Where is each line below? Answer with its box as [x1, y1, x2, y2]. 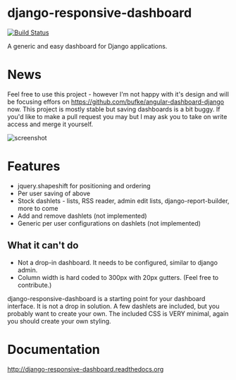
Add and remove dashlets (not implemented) [17, 212, 147, 220]
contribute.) [17, 281, 52, 289]
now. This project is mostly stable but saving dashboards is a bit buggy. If [7, 104, 221, 114]
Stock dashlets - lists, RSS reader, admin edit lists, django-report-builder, [17, 196, 230, 205]
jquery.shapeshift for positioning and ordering [17, 181, 151, 190]
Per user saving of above [17, 189, 90, 197]
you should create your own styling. [7, 317, 111, 325]
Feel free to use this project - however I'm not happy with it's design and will [7, 90, 229, 98]
